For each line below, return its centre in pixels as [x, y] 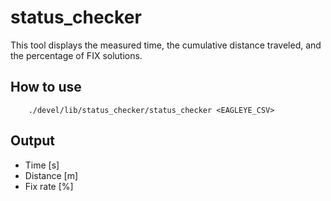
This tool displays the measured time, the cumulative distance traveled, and [166, 45]
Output [32, 141]
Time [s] [42, 165]
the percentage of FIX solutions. [76, 55]
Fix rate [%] [49, 186]
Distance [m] [51, 175]
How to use [46, 87]
